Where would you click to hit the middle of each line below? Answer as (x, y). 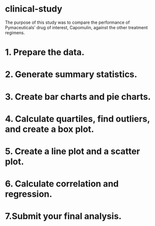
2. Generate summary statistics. (71, 74)
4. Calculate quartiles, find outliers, (77, 119)
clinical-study (34, 9)
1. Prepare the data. (45, 52)
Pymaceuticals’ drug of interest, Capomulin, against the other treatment (76, 27)
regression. (29, 194)
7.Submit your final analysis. (63, 216)
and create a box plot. (50, 129)
